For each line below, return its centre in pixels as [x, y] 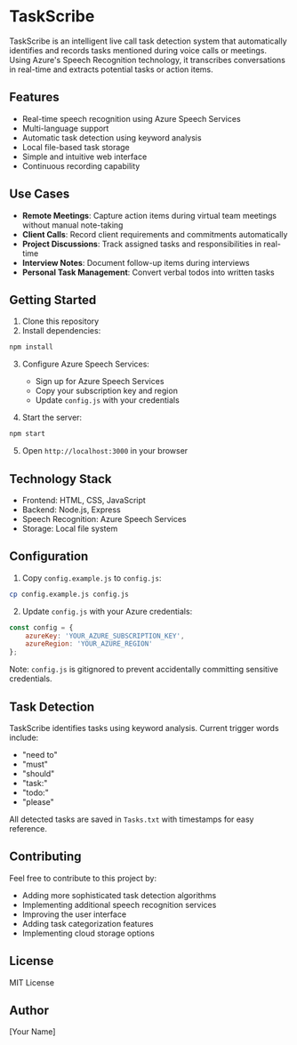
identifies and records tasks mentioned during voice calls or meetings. [138, 50]
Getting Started [53, 300]
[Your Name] [32, 1032]
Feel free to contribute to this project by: [83, 878]
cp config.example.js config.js [69, 594]
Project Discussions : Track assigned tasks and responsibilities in [142, 244]
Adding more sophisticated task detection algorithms [119, 895]
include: [24, 737]
